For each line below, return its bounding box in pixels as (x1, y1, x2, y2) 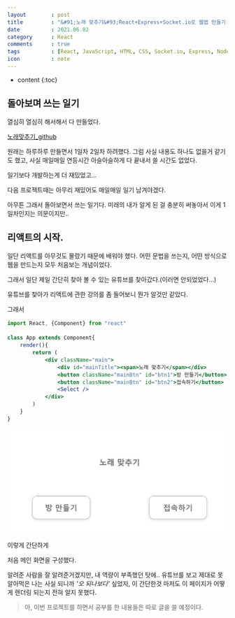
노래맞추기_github (7, 132, 57, 141)
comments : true (7, 41, 71, 48)
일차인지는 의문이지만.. (7, 209, 69, 217)
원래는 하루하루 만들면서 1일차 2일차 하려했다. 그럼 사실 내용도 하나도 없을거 (7, 147, 213, 155)
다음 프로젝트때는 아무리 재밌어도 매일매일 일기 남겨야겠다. (7, 185, 166, 194)
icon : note (7, 56, 71, 63)
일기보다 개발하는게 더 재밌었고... (7, 171, 97, 179)
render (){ (20, 342, 49, 349)
